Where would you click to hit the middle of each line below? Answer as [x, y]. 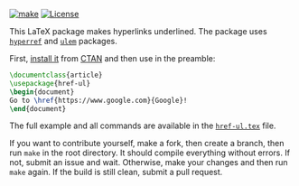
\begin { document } [42, 92]
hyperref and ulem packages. [63, 41]
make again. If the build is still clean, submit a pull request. [116, 172]
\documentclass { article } [56, 75]
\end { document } [38, 108]
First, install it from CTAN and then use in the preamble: [112, 58]
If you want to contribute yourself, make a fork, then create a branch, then [147, 144]
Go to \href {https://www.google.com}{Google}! [98, 100]
